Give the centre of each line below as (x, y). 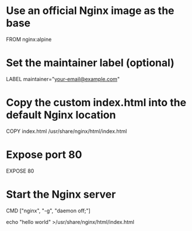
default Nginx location (61, 115)
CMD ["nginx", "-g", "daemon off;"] (48, 211)
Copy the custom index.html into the (96, 103)
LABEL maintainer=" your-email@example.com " (63, 79)
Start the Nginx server (61, 194)
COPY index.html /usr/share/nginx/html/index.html (67, 131)
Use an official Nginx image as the (90, 11)
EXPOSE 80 (20, 171)
